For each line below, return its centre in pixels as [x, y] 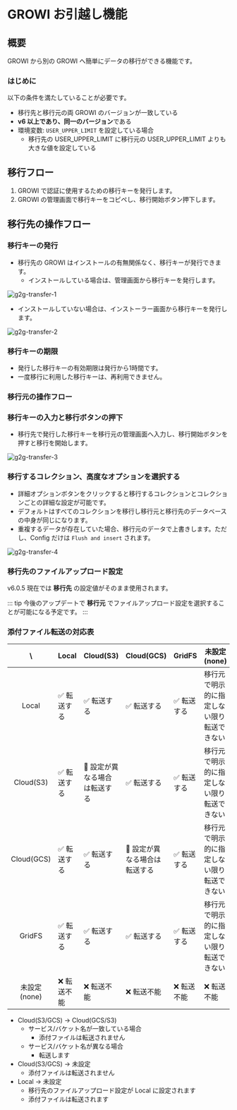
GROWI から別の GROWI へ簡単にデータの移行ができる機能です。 [102, 61]
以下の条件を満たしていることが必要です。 [69, 98]
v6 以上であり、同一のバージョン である [74, 121]
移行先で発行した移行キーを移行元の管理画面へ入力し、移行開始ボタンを [122, 434]
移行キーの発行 [33, 246]
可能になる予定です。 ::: [54, 612]
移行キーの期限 [33, 351]
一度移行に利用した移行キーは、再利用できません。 [92, 377]
